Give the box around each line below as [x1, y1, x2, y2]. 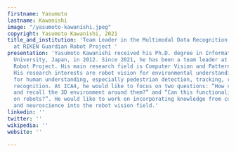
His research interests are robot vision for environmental [13, 69, 193, 76]
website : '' [7, 128, 42, 135]
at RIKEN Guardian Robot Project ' [13, 43, 118, 50]
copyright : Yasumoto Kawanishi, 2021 [7, 30, 118, 37]
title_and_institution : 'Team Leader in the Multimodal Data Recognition [7, 37, 228, 44]
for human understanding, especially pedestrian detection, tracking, [13, 75, 225, 83]
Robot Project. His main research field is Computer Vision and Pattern [13, 63, 231, 70]
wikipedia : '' [7, 121, 49, 129]
